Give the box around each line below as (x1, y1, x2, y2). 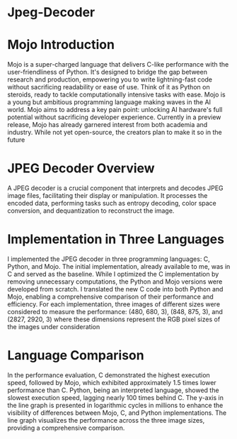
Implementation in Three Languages (7, 231, 225, 248)
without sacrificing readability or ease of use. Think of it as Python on (7, 83, 210, 91)
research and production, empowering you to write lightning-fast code (7, 75, 213, 84)
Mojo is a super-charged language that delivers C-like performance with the (7, 60, 229, 69)
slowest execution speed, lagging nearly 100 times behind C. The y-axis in (7, 393, 224, 401)
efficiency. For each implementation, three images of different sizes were (7, 300, 221, 309)
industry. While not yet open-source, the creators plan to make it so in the (7, 128, 222, 137)
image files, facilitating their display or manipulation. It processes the (7, 191, 208, 200)
